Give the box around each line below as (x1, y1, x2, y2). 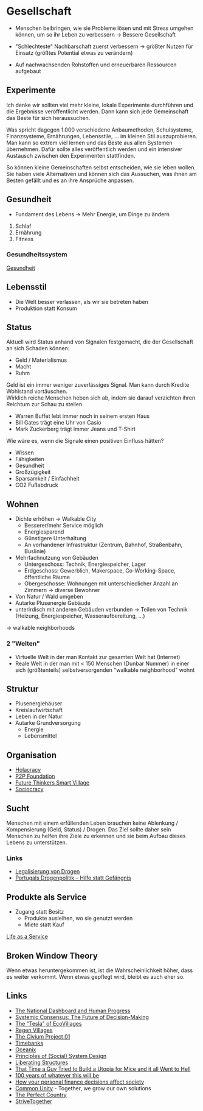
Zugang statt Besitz (15, 908, 64, 915)
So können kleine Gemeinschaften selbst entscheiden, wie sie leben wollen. (6, 163, 196, 171)
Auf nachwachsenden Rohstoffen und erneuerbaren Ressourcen (15, 61, 177, 68)
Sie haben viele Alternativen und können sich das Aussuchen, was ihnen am (6, 170, 198, 177)
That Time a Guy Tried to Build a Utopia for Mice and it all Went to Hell (15, 1065, 191, 1073)
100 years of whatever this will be (15, 1071, 99, 1079)
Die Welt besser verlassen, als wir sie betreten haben (15, 298, 149, 305)
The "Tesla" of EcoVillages (15, 1020, 82, 1027)
